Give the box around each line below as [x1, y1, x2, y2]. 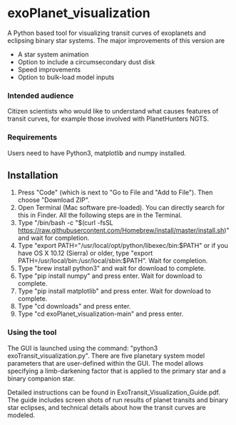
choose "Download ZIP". [17, 196, 91, 204]
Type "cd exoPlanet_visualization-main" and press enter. [17, 309, 184, 319]
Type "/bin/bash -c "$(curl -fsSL [17, 219, 114, 227]
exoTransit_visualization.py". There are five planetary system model [7, 351, 205, 360]
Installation [7, 169, 58, 181]
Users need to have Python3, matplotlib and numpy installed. [7, 149, 187, 157]
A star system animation [17, 50, 89, 59]
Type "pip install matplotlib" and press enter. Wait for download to [17, 287, 212, 296]
